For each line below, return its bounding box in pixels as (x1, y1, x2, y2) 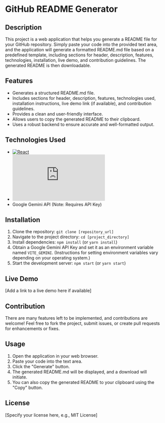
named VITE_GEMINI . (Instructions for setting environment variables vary (12, 250, 159, 255)
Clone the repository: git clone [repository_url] (12, 229, 114, 235)
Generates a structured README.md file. (12, 90, 95, 96)
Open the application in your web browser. (12, 353, 99, 359)
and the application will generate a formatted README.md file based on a (5, 47, 154, 52)
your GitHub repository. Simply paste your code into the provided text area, (5, 42, 158, 47)
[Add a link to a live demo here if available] (5, 288, 92, 294)
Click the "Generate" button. (12, 363, 70, 369)
